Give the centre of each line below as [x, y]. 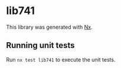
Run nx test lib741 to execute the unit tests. [61, 59]
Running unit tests [40, 45]
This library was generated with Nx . [49, 27]
